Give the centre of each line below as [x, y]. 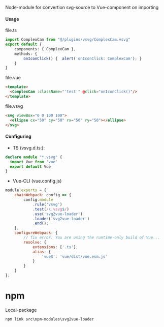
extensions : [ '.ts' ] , [55, 247]
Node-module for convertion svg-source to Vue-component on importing [82, 7]
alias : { [42, 252]
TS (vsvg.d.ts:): [28, 147]
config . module [38, 200]
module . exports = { [26, 190]
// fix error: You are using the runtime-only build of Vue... [92, 238]
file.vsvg [14, 106]
